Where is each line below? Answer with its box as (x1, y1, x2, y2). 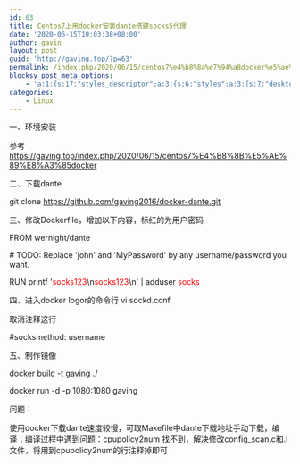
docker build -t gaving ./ (9, 368, 98, 379)
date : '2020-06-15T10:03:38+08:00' (9, 29, 142, 38)
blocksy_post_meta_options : (9, 71, 114, 80)
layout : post (9, 46, 58, 55)
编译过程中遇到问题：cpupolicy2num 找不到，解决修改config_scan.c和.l (24, 434, 288, 444)
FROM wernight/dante (9, 233, 91, 244)
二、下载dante (9, 178, 62, 189)
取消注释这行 (9, 314, 56, 325)
